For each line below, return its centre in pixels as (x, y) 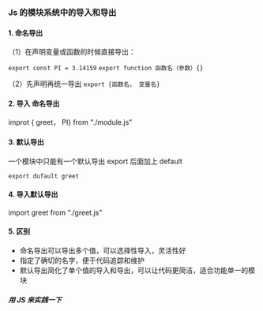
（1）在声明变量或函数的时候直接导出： (72, 52)
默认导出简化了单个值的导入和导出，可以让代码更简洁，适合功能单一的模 (137, 270)
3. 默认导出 (26, 142)
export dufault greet (44, 176)
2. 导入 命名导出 (34, 103)
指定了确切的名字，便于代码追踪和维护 (82, 260)
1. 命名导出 (26, 32)
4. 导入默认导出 (33, 194)
